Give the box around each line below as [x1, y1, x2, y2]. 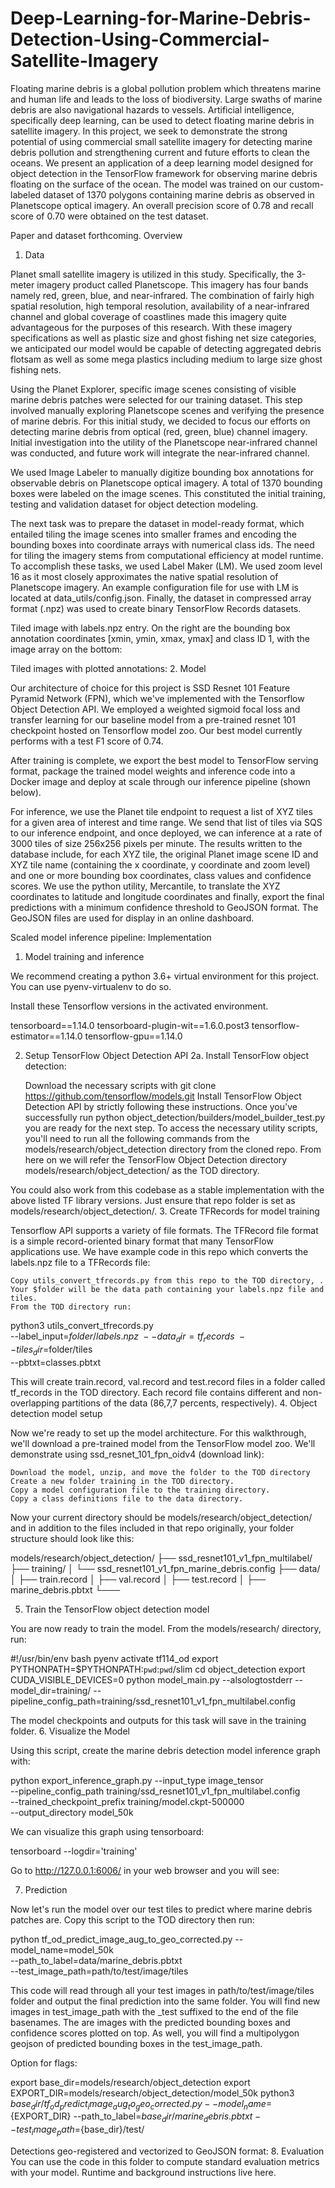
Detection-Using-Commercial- [10, 28, 270, 51]
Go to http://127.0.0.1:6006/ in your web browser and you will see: [10, 1864, 280, 1876]
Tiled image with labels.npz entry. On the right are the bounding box [10, 622, 291, 634]
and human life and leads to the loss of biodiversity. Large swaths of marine [10, 93, 323, 105]
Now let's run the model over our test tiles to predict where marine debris [10, 1903, 313, 1915]
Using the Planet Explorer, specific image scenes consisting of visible [10, 383, 297, 395]
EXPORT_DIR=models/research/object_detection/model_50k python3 [10, 2087, 295, 2099]
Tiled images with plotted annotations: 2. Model [10, 662, 207, 674]
